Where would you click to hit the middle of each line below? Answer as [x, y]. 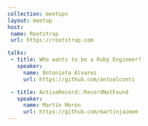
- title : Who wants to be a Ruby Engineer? [76, 60]
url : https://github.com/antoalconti [79, 79]
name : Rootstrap [35, 34]
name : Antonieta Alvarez [60, 73]
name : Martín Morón [52, 105]
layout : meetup [30, 21]
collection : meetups [38, 14]
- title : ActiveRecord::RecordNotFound [70, 92]
